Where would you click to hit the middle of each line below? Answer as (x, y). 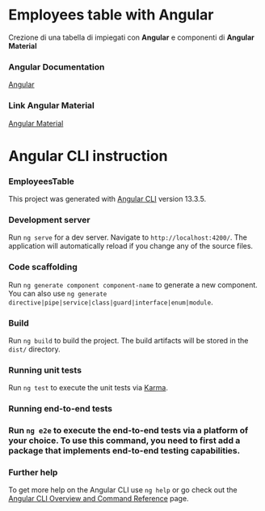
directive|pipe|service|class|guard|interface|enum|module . (111, 302)
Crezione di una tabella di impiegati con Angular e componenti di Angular (131, 37)
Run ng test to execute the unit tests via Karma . (88, 388)
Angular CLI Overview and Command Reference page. (99, 499)
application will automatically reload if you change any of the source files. (130, 246)
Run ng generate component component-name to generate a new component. (133, 284)
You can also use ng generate (58, 293)
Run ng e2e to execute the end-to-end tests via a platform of (128, 431)
